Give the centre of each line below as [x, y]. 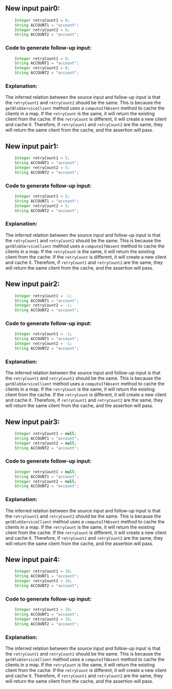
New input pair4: [33, 560]
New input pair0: [33, 8]
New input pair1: [32, 146]
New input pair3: [33, 422]
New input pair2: [33, 284]
